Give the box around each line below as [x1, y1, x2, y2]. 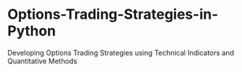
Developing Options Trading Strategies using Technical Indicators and [7, 48, 234, 57]
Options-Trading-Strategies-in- [7, 5, 218, 23]
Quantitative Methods [7, 56, 78, 66]
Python [7, 22, 56, 40]
